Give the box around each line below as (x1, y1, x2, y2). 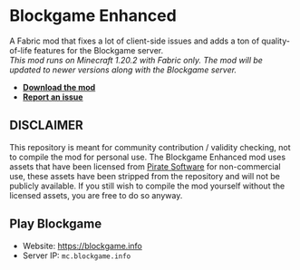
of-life (9, 44, 33, 55)
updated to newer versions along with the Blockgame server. (9, 64, 237, 75)
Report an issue (22, 92, 83, 102)
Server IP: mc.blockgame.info (22, 250, 131, 261)
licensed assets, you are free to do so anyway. (9, 189, 183, 200)
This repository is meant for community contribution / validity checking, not (9, 141, 292, 152)
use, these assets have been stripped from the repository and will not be (9, 170, 281, 181)
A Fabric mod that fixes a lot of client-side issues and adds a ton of (9, 35, 260, 46)
